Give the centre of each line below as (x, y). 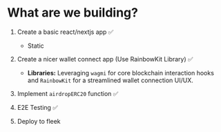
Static (36, 46)
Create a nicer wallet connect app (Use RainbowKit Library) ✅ (105, 59)
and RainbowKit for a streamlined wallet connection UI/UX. (110, 80)
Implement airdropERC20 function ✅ (68, 93)
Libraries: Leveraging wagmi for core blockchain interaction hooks (121, 73)
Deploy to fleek (39, 121)
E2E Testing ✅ (38, 107)
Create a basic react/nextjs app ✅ (65, 32)
